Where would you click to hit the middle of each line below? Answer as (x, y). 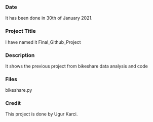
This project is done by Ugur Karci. (42, 114)
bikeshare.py (19, 90)
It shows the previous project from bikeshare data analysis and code (76, 66)
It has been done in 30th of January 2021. (49, 18)
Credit (13, 103)
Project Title (21, 31)
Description (20, 55)
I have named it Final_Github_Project (43, 42)
